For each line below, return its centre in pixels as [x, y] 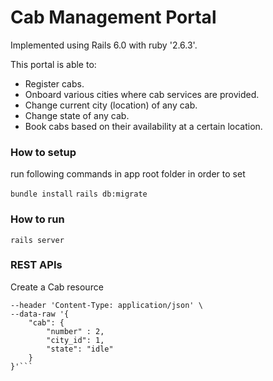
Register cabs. [54, 83]
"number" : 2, [75, 331]
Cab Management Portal [113, 17]
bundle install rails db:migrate [79, 194]
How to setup [43, 152]
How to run [37, 219]
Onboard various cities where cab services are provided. [142, 94]
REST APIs [36, 265]
